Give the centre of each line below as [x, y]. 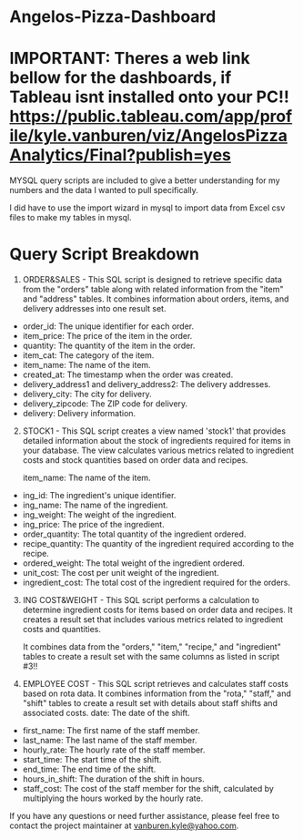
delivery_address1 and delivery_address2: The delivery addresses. [146, 384]
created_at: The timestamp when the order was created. [128, 374]
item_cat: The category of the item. [88, 355]
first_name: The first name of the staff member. [111, 731]
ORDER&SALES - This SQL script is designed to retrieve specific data [152, 280]
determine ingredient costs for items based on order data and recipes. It [157, 610]
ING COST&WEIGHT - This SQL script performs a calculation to [141, 600]
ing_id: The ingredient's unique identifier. [99, 496]
